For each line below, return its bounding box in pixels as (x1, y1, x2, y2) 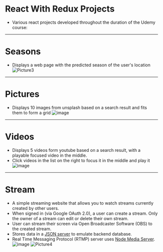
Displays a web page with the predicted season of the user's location (12, 62, 150, 68)
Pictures (5, 89, 40, 100)
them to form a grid (12, 110, 51, 116)
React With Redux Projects (5, 3, 115, 15)
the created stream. (12, 226, 52, 232)
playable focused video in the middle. (12, 152, 87, 158)
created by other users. (12, 205, 59, 211)
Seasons (5, 46, 41, 57)
